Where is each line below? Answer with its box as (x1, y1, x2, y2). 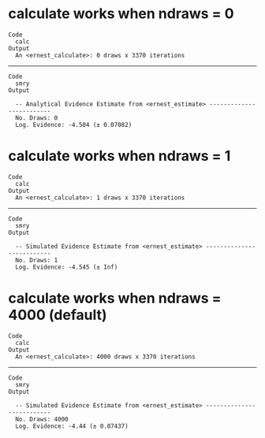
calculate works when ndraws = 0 (8, 5, 234, 23)
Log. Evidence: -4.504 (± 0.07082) (15, 121, 132, 128)
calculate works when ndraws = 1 (8, 147, 231, 165)
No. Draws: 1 (15, 256, 58, 264)
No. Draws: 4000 (15, 415, 69, 423)
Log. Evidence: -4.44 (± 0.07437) (15, 422, 129, 430)
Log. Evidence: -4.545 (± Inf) (15, 263, 118, 271)
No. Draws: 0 (15, 113, 58, 122)
